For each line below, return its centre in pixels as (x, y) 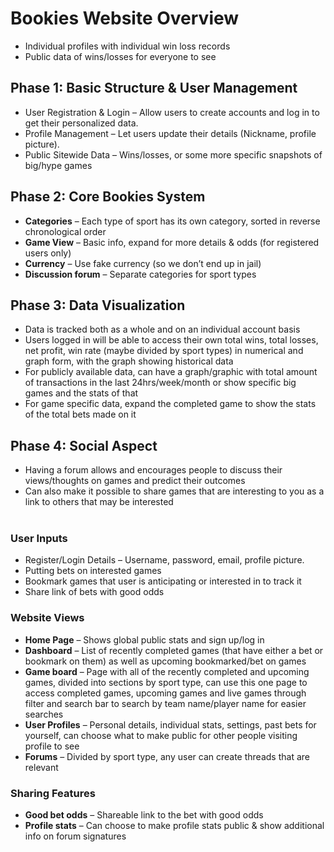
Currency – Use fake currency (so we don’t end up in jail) (143, 263)
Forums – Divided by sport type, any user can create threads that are (167, 756)
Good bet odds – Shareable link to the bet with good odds (144, 815)
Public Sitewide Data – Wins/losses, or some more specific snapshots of (173, 154)
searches (44, 714)
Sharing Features (53, 793)
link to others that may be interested (99, 502)
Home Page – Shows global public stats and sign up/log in (144, 639)
